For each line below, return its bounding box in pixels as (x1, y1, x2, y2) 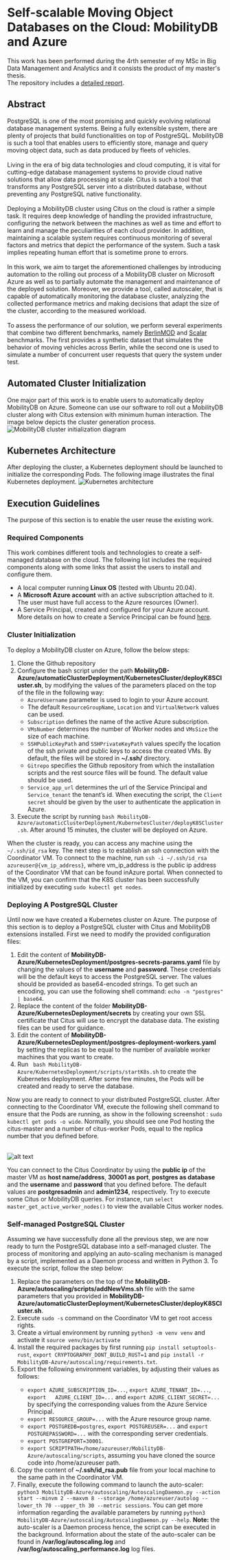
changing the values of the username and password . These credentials (16, 965, 221, 973)
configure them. (7, 570, 53, 578)
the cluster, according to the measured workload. (7, 306, 146, 315)
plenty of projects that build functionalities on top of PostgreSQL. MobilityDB (7, 131, 224, 139)
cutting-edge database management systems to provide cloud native (7, 168, 203, 176)
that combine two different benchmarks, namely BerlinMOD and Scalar (7, 328, 207, 337)
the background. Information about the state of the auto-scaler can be (16, 1530, 216, 1539)
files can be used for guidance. (16, 1024, 105, 1032)
